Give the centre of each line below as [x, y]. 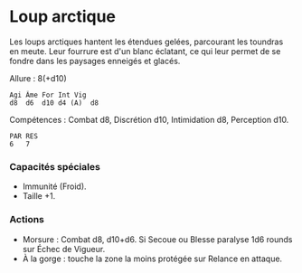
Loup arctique [62, 17]
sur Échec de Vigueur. [64, 249]
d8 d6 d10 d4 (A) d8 [54, 103]
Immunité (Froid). [55, 186]
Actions [27, 220]
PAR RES [24, 136]
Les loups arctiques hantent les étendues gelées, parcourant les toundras [146, 42]
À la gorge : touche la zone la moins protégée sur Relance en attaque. [152, 259]
